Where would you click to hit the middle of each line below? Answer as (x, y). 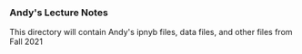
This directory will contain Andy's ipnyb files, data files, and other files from (151, 32)
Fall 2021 (26, 41)
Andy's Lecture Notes (59, 13)
